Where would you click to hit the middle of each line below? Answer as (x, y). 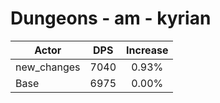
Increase (147, 50)
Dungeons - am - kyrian (111, 18)
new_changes (48, 67)
